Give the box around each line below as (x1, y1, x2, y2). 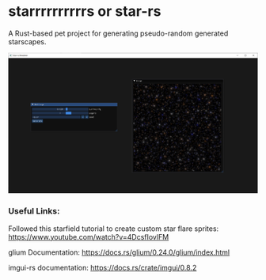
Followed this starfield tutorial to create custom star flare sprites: (8, 224, 219, 233)
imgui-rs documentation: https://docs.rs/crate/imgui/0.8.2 (8, 263, 197, 272)
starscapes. (8, 36, 47, 46)
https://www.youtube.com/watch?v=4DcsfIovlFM (8, 232, 169, 241)
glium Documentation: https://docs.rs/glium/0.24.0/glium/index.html (8, 248, 230, 257)
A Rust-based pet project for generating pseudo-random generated (8, 28, 229, 38)
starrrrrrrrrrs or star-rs (8, 2, 161, 21)
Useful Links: (8, 206, 60, 217)
